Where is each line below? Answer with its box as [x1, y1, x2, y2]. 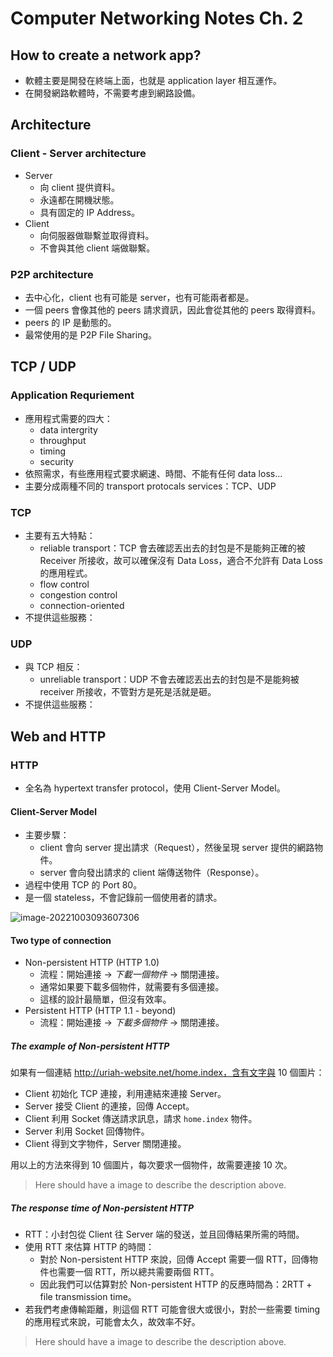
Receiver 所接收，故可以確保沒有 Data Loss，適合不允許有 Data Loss [39, 554, 323, 566]
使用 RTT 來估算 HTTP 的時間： [24, 1241, 155, 1253]
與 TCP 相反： [24, 661, 83, 673]
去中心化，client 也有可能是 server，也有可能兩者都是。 [24, 291, 255, 303]
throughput [39, 434, 87, 446]
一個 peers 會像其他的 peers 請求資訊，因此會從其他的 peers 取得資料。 [24, 303, 322, 316]
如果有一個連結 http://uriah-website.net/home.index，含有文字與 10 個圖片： [10, 1067, 325, 1079]
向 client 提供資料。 [39, 181, 121, 193]
